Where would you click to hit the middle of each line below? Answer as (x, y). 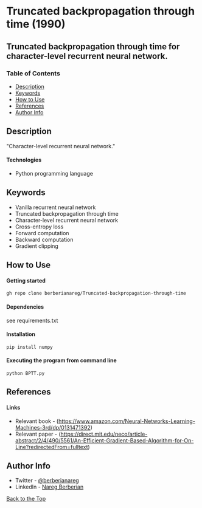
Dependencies (25, 307)
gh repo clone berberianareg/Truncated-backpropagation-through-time (96, 293)
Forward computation (42, 233)
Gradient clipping (37, 246)
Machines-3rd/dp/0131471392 (53, 427)
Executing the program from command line (61, 360)
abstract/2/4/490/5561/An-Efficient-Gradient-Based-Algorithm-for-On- (104, 440)
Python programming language (54, 173)
